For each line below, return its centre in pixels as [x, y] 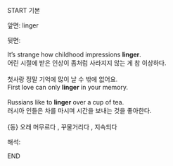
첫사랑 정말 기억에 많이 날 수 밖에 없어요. [63, 79]
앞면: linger [23, 25]
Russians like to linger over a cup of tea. [66, 102]
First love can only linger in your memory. [68, 87]
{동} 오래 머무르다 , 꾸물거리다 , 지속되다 [62, 127]
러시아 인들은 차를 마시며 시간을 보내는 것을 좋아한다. [79, 111]
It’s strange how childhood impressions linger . [75, 54]
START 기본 [24, 10]
